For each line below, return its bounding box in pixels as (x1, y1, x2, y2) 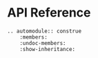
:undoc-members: (19, 39, 67, 46)
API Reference (7, 5, 91, 21)
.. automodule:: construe (7, 28, 81, 35)
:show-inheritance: (19, 46, 76, 52)
